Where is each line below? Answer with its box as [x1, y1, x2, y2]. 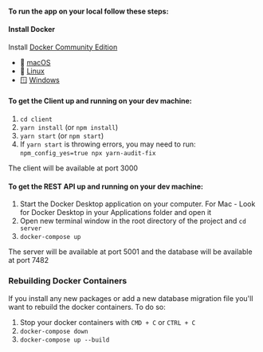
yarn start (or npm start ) [19, 131, 104, 140]
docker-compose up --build [19, 335, 110, 344]
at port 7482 [8, 256, 49, 265]
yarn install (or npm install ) [19, 123, 119, 131]
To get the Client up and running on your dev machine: [8, 96, 193, 106]
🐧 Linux [19, 66, 45, 76]
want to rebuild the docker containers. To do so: [8, 302, 166, 311]
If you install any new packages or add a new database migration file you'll [8, 293, 253, 303]
